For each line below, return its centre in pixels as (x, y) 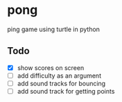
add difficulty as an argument (59, 76)
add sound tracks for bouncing (61, 83)
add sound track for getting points (66, 91)
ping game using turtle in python (54, 29)
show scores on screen (51, 67)
